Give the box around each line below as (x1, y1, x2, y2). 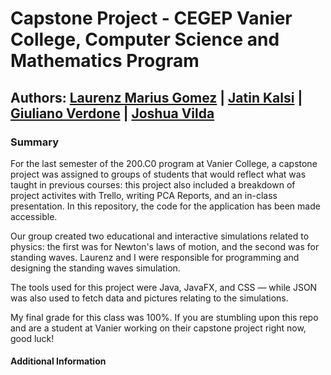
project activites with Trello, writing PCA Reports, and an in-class (10, 189, 278, 201)
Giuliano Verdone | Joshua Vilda (10, 105, 215, 122)
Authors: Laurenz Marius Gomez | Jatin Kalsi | (10, 89, 303, 106)
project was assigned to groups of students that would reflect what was (10, 168, 307, 180)
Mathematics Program (10, 50, 200, 72)
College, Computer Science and (10, 28, 280, 51)
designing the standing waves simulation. (10, 262, 181, 274)
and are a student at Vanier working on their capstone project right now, (10, 322, 307, 334)
